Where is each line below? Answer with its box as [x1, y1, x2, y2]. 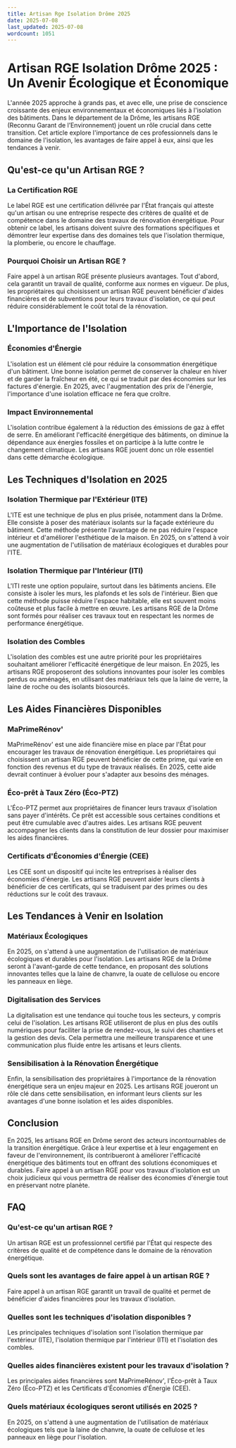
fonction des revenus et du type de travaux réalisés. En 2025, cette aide [7, 762, 216, 772]
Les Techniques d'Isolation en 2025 [7, 474, 168, 485]
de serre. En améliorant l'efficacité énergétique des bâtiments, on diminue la [7, 431, 229, 439]
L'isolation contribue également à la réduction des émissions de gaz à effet [7, 423, 225, 432]
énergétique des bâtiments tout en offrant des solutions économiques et [7, 1158, 217, 1167]
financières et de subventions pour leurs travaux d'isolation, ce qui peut [7, 295, 216, 303]
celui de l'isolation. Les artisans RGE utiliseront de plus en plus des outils [7, 1018, 218, 1027]
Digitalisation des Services [7, 995, 101, 1005]
